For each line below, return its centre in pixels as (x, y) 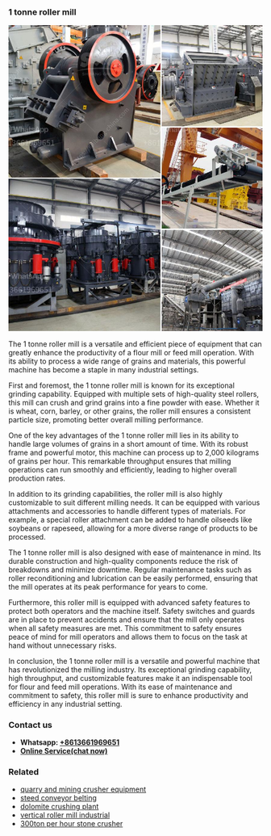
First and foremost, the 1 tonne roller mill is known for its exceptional (122, 385)
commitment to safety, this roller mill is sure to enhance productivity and (128, 695)
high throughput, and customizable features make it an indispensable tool (130, 678)
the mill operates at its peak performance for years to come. (108, 586)
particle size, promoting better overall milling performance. (106, 419)
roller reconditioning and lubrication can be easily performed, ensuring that (133, 578)
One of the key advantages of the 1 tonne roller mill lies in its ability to (124, 435)
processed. (27, 536)
